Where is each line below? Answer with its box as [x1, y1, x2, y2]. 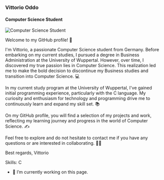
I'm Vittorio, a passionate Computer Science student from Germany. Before [5, 47, 160, 53]
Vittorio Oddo [5, 4, 39, 11]
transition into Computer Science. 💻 [5, 74, 80, 80]
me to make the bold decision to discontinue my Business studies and [5, 68, 149, 74]
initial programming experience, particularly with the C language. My [5, 90, 146, 96]
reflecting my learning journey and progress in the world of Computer [5, 118, 148, 124]
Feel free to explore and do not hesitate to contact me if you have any [5, 135, 148, 141]
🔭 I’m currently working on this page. [12, 169, 88, 175]
